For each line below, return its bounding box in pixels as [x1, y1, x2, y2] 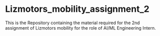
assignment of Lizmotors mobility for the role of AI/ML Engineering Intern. [5, 25, 156, 31]
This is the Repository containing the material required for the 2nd [5, 20, 140, 26]
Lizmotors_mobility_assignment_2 [5, 3, 150, 15]
